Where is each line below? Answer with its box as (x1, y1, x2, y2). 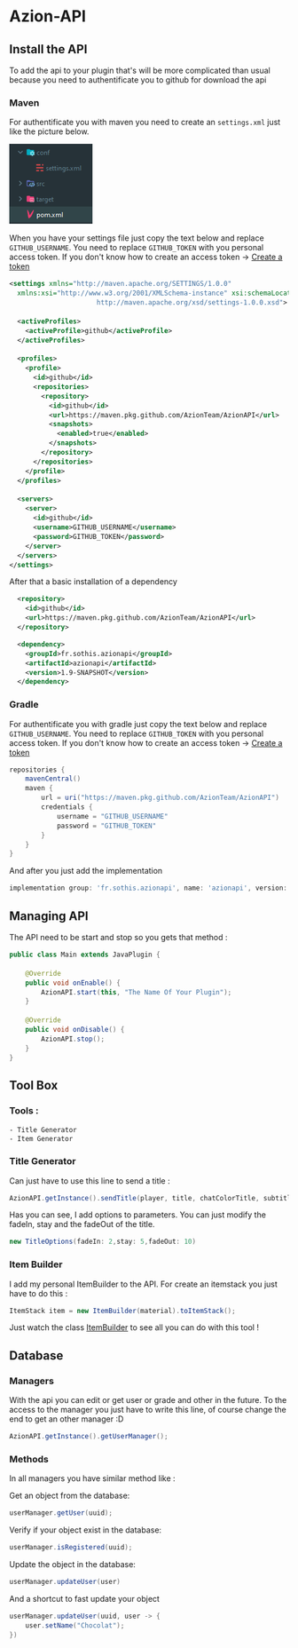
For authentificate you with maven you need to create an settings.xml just (9, 117, 281, 128)
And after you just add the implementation (9, 866, 163, 876)
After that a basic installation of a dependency (9, 576, 177, 587)
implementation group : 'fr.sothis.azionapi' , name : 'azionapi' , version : (9, 883, 288, 893)
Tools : (9, 1104, 39, 1116)
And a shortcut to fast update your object (9, 1593, 160, 1604)
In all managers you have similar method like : (9, 1473, 176, 1484)
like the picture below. (9, 126, 90, 137)
